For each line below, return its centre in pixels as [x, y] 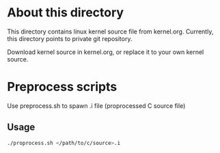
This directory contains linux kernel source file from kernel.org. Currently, [110, 31]
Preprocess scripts [62, 87]
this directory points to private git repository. [70, 38]
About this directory [66, 13]
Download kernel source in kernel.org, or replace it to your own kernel [106, 52]
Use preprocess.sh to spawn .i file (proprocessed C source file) [96, 106]
